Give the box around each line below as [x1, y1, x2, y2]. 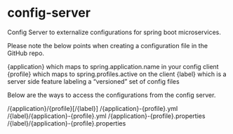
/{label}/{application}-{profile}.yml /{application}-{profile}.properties [7, 112, 206, 120]
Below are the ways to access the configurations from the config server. [7, 91, 216, 99]
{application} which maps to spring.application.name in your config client [7, 62, 219, 70]
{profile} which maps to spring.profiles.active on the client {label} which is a [7, 70, 227, 78]
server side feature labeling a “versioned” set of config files [7, 77, 180, 85]
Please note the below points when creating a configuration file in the [7, 41, 208, 50]
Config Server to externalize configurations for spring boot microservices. [7, 28, 221, 36]
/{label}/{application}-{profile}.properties [7, 119, 126, 127]
